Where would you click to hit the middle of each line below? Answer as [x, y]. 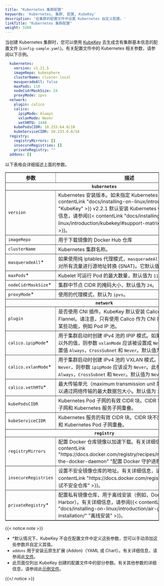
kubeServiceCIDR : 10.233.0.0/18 [47, 132]
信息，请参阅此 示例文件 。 [38, 568]
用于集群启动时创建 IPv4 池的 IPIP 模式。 [105, 336]
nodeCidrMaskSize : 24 [36, 91]
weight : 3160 [18, 28]
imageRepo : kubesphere [37, 73]
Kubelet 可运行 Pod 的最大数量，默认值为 [105, 275]
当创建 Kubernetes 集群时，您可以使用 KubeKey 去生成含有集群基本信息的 [79, 42]
